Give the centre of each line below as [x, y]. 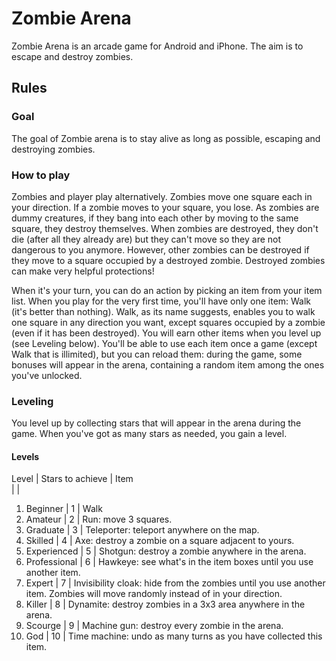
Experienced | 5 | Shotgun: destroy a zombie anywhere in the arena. [166, 551]
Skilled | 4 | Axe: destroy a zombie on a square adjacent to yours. [160, 541]
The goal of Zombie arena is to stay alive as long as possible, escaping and [166, 138]
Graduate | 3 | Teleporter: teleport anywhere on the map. [142, 530]
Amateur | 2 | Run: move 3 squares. [99, 519]
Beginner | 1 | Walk [64, 509]
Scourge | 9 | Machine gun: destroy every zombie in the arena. [154, 626]
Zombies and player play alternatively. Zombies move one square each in [162, 196]
